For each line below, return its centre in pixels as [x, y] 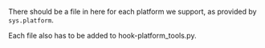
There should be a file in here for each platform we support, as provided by [132, 12]
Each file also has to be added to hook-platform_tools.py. [102, 36]
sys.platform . [31, 20]
